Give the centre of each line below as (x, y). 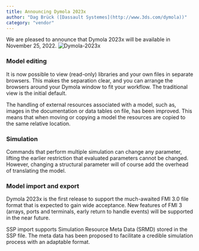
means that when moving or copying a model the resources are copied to (96, 117)
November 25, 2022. (31, 46)
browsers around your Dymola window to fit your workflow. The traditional (97, 87)
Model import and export (43, 186)
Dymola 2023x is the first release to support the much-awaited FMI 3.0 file (97, 199)
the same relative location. (39, 123)
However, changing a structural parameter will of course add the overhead (97, 164)
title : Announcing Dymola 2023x (46, 12)
